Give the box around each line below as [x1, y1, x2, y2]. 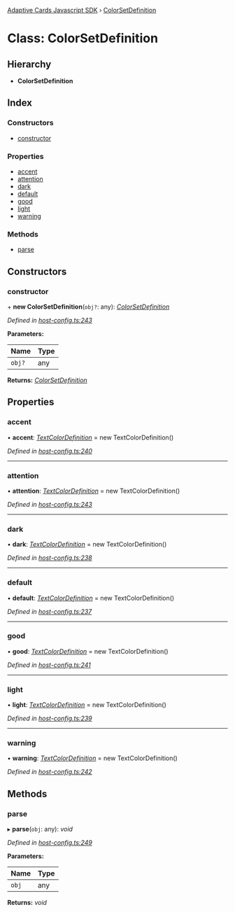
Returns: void [7, 899, 48, 907]
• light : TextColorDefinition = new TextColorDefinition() [7, 701, 166, 709]
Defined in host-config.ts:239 [7, 714, 92, 723]
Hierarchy [7, 58, 52, 70]
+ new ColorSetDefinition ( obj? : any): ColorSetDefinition [7, 302, 170, 311]
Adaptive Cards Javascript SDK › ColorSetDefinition [7, 6, 157, 14]
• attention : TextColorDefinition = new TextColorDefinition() [7, 486, 180, 495]
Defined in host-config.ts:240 [7, 447, 93, 455]
